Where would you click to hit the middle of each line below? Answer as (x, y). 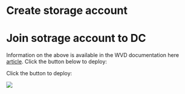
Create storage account (67, 11)
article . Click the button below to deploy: (57, 62)
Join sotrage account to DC (76, 39)
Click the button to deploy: (39, 73)
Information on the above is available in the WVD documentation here (93, 55)
